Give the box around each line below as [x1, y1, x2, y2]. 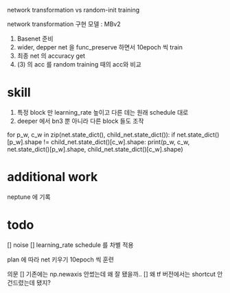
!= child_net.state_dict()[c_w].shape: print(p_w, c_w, [43, 137, 190, 146]
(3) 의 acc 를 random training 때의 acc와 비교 [16, 60, 142, 68]
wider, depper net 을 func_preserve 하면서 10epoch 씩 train [16, 43, 183, 51]
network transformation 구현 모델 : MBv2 [7, 20, 122, 28]
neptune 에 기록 [7, 192, 51, 201]
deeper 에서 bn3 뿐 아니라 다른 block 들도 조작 [16, 117, 144, 125]
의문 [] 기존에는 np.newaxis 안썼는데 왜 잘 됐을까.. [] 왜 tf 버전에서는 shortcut [7, 270, 216, 278]
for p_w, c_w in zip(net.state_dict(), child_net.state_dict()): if [7, 130, 176, 139]
